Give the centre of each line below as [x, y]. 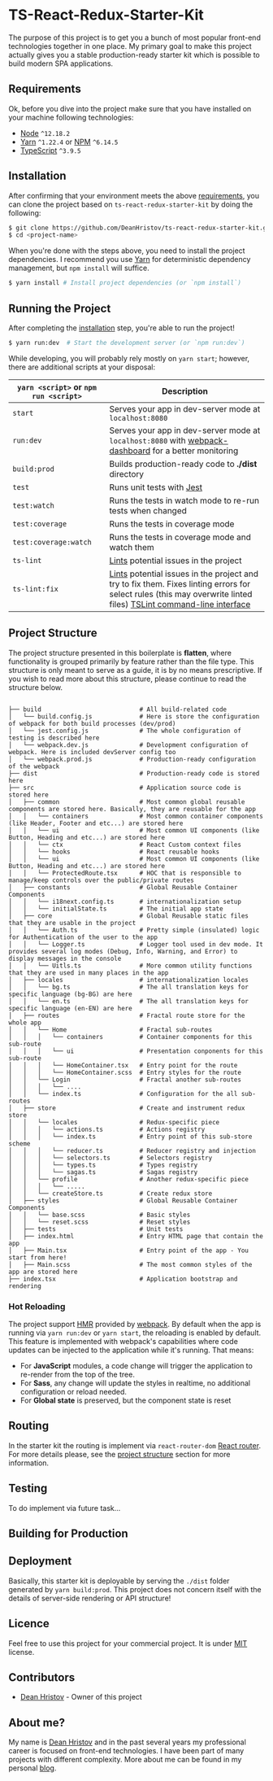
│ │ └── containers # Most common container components [136, 816]
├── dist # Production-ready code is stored [134, 773]
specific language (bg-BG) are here [70, 994]
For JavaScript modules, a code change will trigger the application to [136, 1365]
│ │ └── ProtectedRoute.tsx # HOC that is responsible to [125, 873]
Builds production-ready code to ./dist [183, 464]
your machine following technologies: [71, 117]
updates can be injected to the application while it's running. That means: [131, 1350]
